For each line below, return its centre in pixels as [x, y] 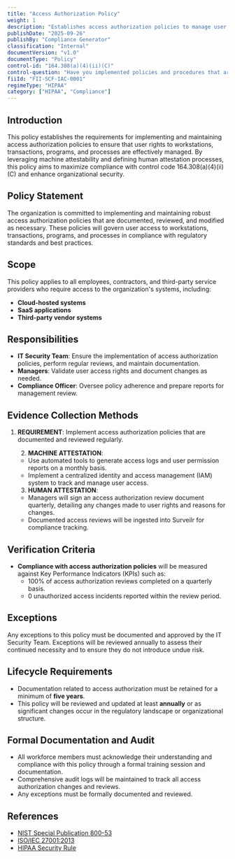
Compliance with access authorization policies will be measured [112, 566]
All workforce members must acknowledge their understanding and [114, 757]
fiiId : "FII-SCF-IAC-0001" [47, 79]
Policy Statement [45, 196]
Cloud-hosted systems [51, 302]
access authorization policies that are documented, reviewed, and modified [116, 220]
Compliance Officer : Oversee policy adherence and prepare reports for [121, 386]
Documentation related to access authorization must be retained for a [117, 688]
